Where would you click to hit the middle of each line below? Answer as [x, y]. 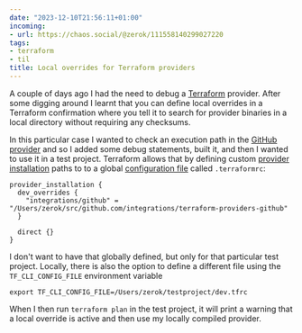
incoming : [28, 26]
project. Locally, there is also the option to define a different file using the [145, 265]
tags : [19, 43]
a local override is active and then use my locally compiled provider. [135, 318]
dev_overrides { [48, 193]
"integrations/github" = [72, 200]
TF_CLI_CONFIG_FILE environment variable [86, 275]
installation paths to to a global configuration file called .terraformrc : [137, 168]
